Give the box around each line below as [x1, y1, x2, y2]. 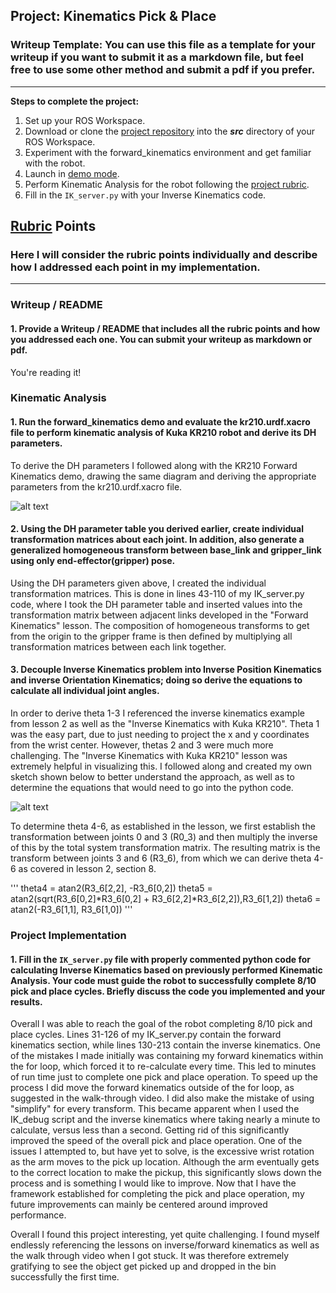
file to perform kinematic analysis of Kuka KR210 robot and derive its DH [10, 427, 317, 439]
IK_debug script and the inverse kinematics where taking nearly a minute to [10, 1114, 321, 1126]
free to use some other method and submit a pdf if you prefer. [10, 63, 316, 77]
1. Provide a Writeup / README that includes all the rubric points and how [10, 322, 321, 334]
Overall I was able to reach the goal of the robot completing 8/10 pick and [10, 1018, 313, 1030]
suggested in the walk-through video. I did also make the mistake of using [10, 1092, 315, 1104]
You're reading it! [10, 366, 82, 378]
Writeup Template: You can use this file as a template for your [10, 38, 316, 52]
